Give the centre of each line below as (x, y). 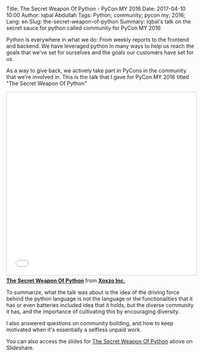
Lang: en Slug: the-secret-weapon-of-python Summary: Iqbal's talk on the (98, 21)
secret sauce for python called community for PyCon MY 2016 (83, 28)
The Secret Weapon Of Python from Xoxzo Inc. (66, 281)
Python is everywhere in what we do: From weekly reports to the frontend (98, 40)
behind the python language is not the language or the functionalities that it (99, 299)
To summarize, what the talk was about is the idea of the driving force (93, 292)
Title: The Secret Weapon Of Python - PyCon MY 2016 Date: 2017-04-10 (96, 9)
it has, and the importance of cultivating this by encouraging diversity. (93, 311)
